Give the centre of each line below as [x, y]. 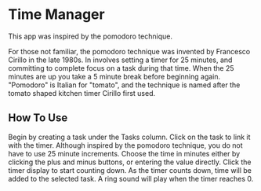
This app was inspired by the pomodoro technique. [90, 36]
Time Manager [56, 15]
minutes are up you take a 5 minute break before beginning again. [114, 76]
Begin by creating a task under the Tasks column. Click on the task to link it [129, 137]
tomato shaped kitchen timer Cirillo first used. [82, 93]
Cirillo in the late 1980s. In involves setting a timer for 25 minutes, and [120, 60]
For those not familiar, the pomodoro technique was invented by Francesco [129, 51]
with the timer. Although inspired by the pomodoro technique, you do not [125, 145]
